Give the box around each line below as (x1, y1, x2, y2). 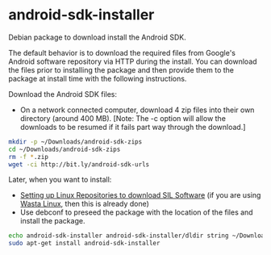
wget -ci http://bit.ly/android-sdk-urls (8, 160, 150, 169)
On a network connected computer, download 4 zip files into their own (19, 105, 255, 115)
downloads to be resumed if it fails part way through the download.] (19, 122, 246, 132)
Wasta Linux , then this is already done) (19, 199, 149, 209)
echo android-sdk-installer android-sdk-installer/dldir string (8, 232, 229, 240)
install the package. (19, 216, 85, 226)
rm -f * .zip (8, 153, 48, 161)
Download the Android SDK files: (8, 89, 118, 98)
